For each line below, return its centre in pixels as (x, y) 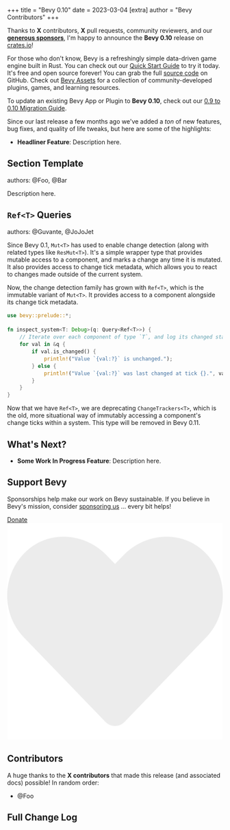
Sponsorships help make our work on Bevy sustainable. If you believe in (108, 499)
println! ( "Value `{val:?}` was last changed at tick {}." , (129, 373)
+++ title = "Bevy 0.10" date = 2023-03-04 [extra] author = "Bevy (100, 10)
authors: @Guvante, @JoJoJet (50, 231)
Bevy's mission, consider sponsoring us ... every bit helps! (89, 506)
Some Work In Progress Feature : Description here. (89, 461)
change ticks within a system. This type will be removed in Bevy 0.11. (104, 423)
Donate (17, 519)
